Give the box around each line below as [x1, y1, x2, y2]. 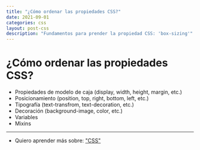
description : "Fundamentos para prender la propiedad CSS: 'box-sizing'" [6, 31, 193, 37]
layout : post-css [6, 25, 49, 31]
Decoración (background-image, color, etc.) [14, 107, 123, 114]
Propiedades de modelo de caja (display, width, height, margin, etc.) [14, 88, 183, 95]
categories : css [6, 20, 46, 25]
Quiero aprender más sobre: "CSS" [14, 137, 101, 144]
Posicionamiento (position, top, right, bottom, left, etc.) [14, 95, 149, 102]
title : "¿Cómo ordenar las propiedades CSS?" [6, 8, 121, 15]
